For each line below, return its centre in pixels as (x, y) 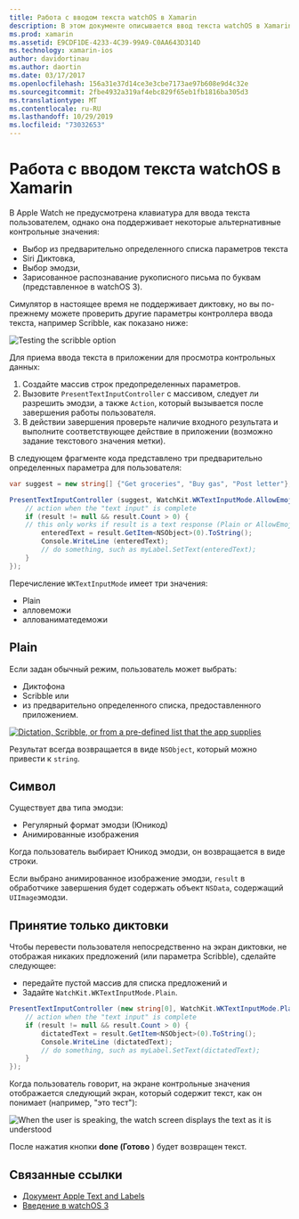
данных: (24, 367)
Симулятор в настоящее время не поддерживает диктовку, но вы (134, 304)
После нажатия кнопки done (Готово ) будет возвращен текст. (128, 1147)
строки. (24, 861)
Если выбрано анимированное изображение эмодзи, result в (127, 879)
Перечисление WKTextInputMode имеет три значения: (109, 583)
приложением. (50, 714)
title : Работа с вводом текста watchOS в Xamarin (103, 17)
